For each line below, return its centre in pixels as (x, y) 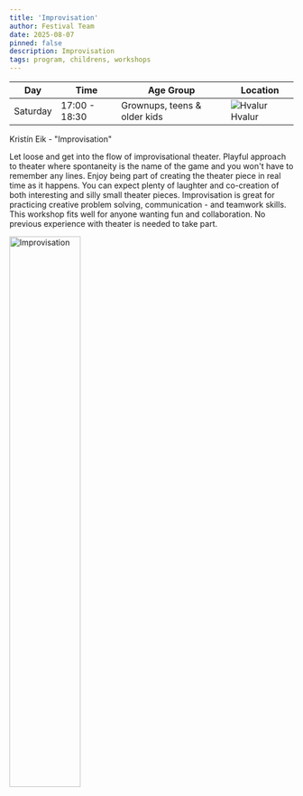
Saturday (33, 111)
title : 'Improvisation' (54, 18)
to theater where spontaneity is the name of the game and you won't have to (151, 166)
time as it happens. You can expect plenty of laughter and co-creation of (144, 185)
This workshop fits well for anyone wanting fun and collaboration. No (138, 214)
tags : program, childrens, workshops (80, 60)
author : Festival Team (52, 26)
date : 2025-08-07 (42, 34)
